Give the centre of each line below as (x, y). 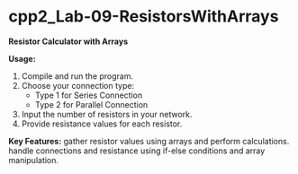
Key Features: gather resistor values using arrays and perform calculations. (149, 141)
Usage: (23, 58)
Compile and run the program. (77, 76)
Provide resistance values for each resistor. (102, 124)
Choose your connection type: (78, 85)
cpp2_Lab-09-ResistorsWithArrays (144, 17)
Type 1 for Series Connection (89, 95)
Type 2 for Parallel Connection (91, 104)
